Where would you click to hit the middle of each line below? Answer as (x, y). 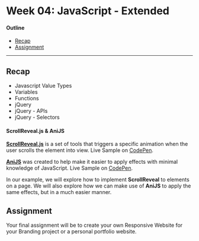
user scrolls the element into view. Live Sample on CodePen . (80, 150)
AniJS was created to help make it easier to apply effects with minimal (92, 162)
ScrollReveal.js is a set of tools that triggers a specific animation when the (97, 144)
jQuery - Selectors (37, 118)
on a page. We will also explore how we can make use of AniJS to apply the (99, 186)
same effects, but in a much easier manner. (59, 192)
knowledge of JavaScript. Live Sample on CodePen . (70, 168)
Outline (15, 27)
